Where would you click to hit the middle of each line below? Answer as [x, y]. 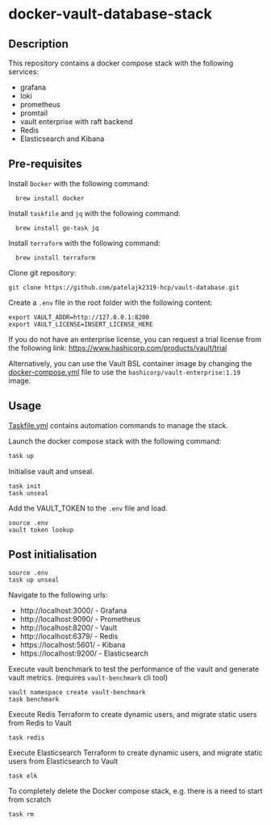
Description [38, 44]
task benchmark [34, 700]
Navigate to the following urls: [58, 595]
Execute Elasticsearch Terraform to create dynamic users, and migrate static [135, 753]
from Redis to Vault [40, 723]
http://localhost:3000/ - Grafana [73, 610]
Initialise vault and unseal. [51, 471]
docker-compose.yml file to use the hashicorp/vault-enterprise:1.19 [124, 372]
